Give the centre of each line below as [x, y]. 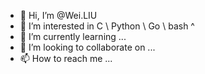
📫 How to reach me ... [66, 58]
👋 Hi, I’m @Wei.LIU [58, 15]
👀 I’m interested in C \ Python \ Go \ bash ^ [107, 26]
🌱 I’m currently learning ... [73, 36]
